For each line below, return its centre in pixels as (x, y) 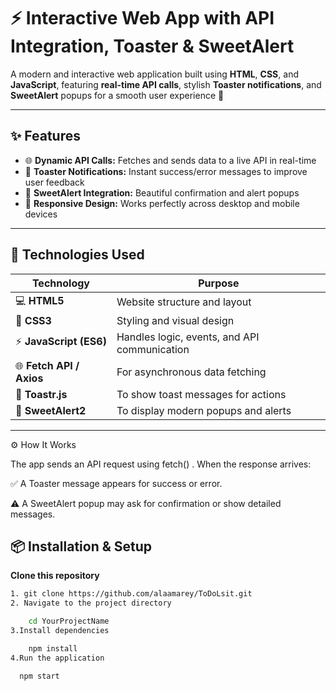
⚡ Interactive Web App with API (142, 18)
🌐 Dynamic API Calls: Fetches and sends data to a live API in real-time (170, 160)
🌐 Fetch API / (47, 365)
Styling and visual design (175, 320)
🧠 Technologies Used (77, 255)
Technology (60, 283)
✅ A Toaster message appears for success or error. (116, 483)
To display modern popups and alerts (204, 410)
